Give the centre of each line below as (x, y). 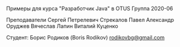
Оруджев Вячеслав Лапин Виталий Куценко (62, 26)
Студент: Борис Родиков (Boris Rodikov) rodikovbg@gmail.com (86, 37)
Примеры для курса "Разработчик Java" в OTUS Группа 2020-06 (90, 9)
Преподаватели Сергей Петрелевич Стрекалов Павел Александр (90, 20)
